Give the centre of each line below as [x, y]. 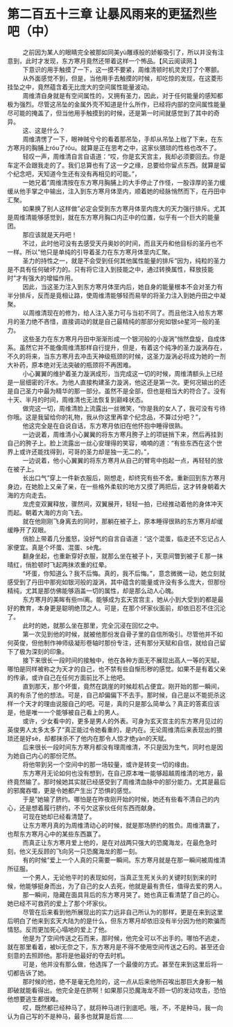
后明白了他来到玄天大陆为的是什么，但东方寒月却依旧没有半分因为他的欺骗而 [116, 921]
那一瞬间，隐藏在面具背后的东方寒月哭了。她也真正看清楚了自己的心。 [123, 894]
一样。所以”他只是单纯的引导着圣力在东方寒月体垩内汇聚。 [91, 252]
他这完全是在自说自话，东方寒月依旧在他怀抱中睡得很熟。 [105, 425]
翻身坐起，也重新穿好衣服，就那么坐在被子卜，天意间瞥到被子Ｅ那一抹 [123, 556]
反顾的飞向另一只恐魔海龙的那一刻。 [89, 851]
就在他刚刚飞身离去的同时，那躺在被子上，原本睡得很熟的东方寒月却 [120, 521]
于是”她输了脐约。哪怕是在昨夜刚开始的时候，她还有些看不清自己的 [118, 799]
